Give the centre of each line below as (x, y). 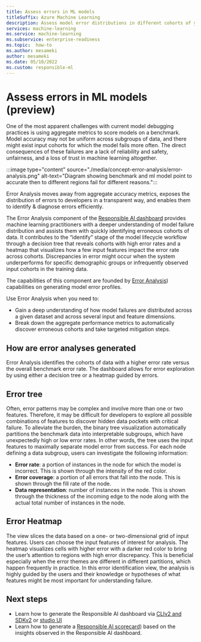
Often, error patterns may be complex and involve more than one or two (95, 408)
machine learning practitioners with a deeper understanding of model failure (100, 224)
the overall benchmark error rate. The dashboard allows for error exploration (100, 369)
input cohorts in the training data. (47, 269)
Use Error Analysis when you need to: (53, 299)
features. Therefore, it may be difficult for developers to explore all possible (99, 415)
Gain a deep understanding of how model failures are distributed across (103, 310)
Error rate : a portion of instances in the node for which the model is (98, 464)
